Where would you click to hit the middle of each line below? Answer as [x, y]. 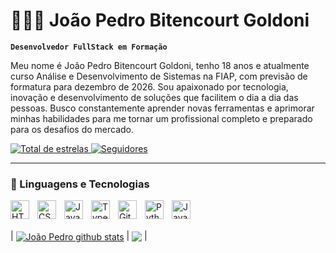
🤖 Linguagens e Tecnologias [80, 184]
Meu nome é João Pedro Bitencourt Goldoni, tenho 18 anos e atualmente [160, 65]
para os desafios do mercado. [72, 129]
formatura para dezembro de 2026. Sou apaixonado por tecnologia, [149, 86]
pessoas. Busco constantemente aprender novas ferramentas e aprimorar [162, 108]
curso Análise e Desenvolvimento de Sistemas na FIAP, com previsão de [159, 76]
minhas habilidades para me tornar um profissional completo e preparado [161, 118]
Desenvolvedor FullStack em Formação [89, 47]
